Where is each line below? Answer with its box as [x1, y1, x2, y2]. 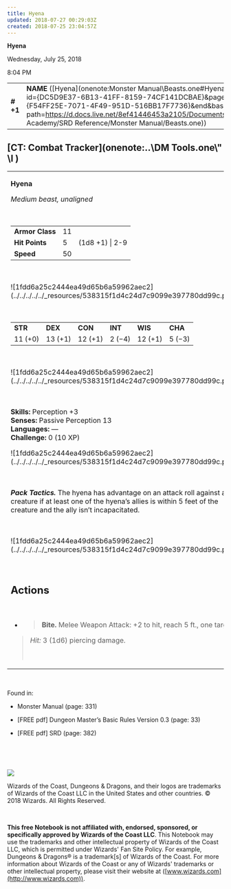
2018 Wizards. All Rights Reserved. [7, 796, 107, 804]
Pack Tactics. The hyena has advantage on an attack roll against [10, 488, 220, 498]
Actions [10, 583, 49, 596]
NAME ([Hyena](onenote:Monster [26, 84, 136, 94]
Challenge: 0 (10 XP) [10, 433, 80, 443]
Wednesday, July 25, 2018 [7, 55, 82, 63]
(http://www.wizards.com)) [7, 874, 84, 882]
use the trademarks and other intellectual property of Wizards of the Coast [7, 837, 219, 846]
